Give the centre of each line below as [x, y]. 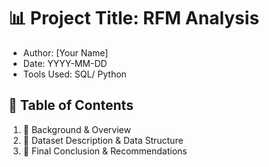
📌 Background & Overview [76, 129]
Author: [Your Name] [65, 52]
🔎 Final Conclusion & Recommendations [105, 151]
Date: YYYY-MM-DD [65, 63]
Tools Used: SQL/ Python [74, 74]
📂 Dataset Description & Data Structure [103, 140]
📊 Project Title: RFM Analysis [134, 18]
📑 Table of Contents [71, 105]
